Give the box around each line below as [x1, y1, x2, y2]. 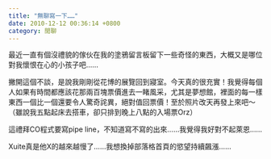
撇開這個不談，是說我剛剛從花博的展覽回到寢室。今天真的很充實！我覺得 [8, 77, 248, 87]
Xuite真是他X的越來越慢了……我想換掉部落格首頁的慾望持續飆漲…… [8, 142, 231, 152]
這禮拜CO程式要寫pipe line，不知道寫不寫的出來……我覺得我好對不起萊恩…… [8, 124, 263, 134]
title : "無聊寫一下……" [8, 11, 79, 20]
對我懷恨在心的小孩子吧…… [8, 60, 99, 69]
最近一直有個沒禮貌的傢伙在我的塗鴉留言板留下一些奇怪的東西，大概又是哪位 [8, 50, 263, 60]
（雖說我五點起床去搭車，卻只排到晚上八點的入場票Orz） [8, 107, 198, 117]
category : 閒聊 [8, 27, 57, 35]
